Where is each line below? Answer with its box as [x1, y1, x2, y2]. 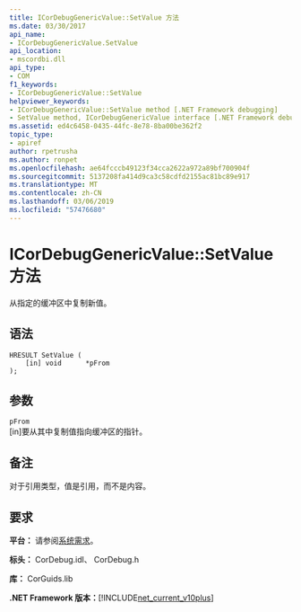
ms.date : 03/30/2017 [9, 22, 87, 31]
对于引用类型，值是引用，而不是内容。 [9, 481, 150, 492]
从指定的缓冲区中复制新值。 [9, 297, 112, 308]
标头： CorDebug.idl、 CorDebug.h [9, 554, 140, 564]
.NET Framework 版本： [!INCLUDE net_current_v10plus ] [9, 592, 214, 603]
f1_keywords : [9, 80, 58, 89]
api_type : [9, 64, 47, 73]
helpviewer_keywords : [9, 96, 90, 106]
